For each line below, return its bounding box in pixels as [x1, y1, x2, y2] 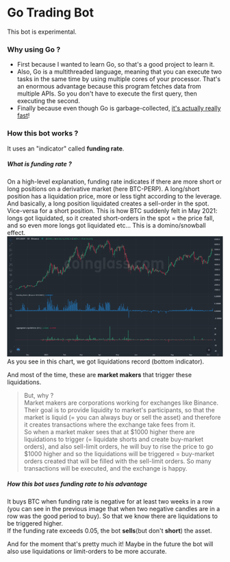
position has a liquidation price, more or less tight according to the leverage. [7, 192, 222, 200]
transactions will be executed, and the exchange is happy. [23, 464, 188, 472]
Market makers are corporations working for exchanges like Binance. [23, 398, 219, 407]
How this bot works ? [7, 128, 79, 138]
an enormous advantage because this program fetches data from [16, 82, 201, 91]
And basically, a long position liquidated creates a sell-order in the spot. [7, 199, 209, 207]
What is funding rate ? [7, 160, 72, 168]
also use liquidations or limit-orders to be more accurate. [7, 547, 167, 555]
